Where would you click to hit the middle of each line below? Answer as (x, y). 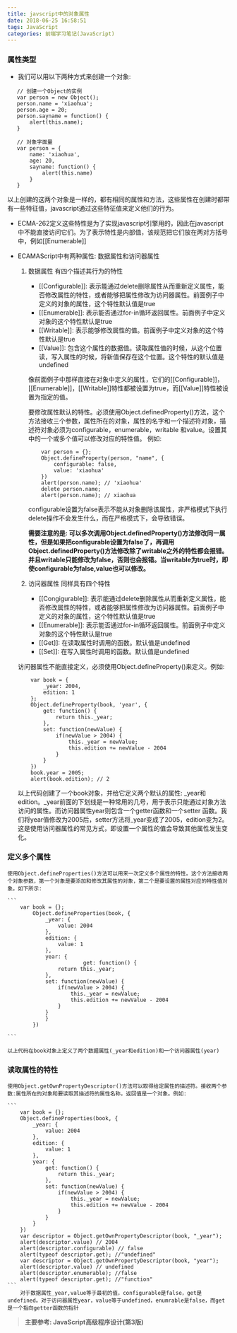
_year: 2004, (62, 686)
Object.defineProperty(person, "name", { (103, 458)
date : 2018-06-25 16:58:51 (47, 21)
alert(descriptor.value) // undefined (77, 1267)
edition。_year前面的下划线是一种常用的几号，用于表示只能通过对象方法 (122, 802)
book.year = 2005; (57, 773)
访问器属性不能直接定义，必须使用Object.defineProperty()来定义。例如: (121, 666)
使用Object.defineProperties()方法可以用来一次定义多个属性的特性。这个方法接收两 (118, 873)
